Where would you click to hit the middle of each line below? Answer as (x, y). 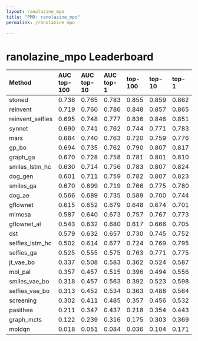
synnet (19, 129)
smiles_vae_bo (29, 282)
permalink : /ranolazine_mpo (41, 22)
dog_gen (21, 176)
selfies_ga (23, 253)
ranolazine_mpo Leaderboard (80, 57)
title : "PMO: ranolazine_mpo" (43, 17)
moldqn (20, 329)
